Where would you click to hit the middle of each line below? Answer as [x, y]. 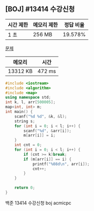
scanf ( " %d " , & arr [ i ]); [48, 131]
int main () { [19, 112]
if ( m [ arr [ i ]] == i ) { [48, 159]
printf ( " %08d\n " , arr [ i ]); [61, 164]
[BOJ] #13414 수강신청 [40, 9]
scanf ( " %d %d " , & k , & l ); [41, 116]
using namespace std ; [28, 98]
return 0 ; [25, 188]
